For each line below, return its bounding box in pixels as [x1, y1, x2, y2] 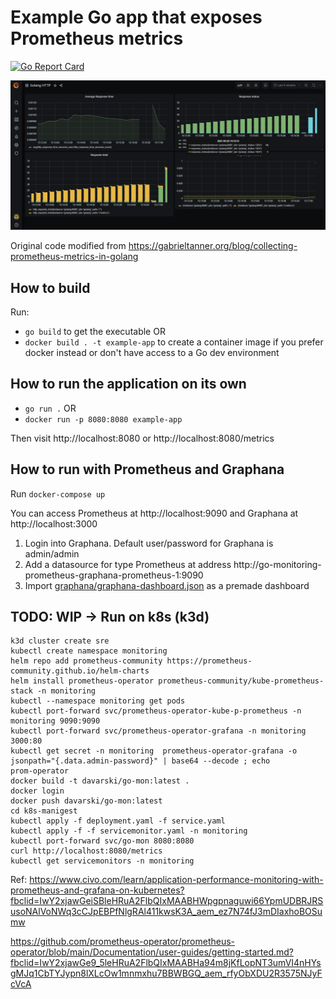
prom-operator [10, 766, 70, 776]
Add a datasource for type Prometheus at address [24, 558, 232, 570]
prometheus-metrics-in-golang [10, 251, 139, 263]
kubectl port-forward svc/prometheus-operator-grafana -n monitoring [10, 726, 307, 736]
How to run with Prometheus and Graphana [10, 461, 285, 478]
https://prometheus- [166, 656, 253, 666]
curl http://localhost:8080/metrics [10, 846, 163, 856]
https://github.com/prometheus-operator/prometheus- [10, 936, 236, 948]
